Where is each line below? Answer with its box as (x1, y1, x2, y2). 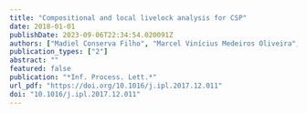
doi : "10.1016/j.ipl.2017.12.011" (9, 89, 142, 98)
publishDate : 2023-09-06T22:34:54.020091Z (9, 30, 174, 39)
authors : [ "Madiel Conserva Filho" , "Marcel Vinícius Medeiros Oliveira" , (9, 38, 301, 48)
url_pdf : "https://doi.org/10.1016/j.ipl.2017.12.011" (9, 81, 223, 90)
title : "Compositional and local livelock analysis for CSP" (9, 13, 248, 23)
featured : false (9, 65, 71, 74)
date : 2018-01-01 (9, 22, 76, 31)
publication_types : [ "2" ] (9, 47, 108, 56)
